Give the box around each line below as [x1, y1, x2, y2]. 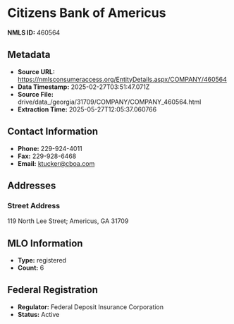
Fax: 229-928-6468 [17, 152, 77, 160]
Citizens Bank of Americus [7, 5, 166, 21]
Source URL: [17, 67, 55, 76]
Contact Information [7, 126, 99, 138]
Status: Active [17, 310, 60, 318]
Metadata [7, 49, 51, 61]
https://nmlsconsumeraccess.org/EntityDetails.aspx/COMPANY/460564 [17, 75, 228, 83]
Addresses [7, 179, 56, 191]
